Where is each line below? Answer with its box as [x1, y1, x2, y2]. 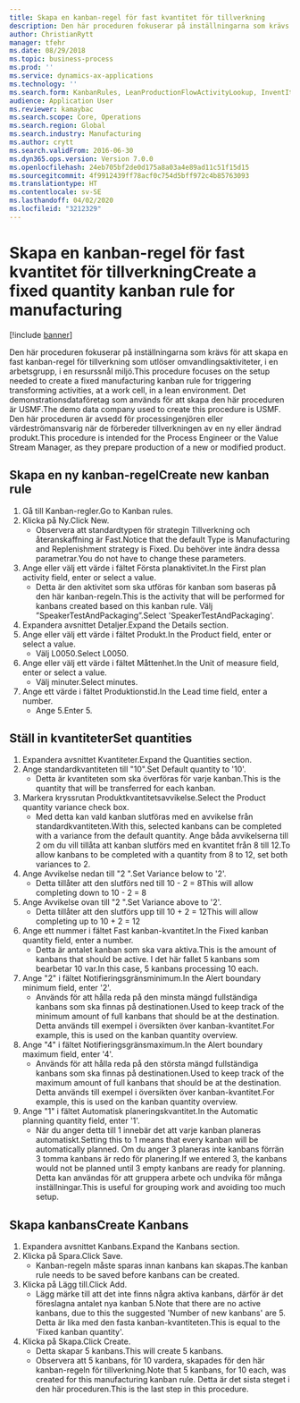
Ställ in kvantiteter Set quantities [9, 731, 193, 746]
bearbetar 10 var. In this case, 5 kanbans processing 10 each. [35, 963, 259, 975]
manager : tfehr [9, 38, 66, 47]
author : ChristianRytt [9, 30, 94, 38]
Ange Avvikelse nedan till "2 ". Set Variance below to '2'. [21, 868, 227, 879]
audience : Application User [9, 96, 114, 106]
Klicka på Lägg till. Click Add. [21, 1280, 128, 1290]
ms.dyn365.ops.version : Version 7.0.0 [9, 154, 154, 164]
